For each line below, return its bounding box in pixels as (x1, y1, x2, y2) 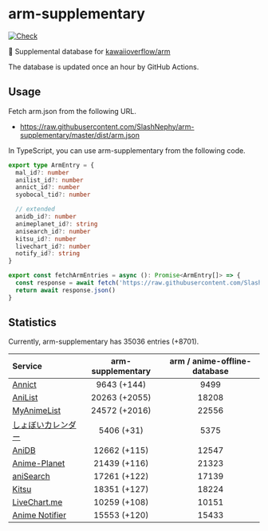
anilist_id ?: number (15, 176, 84, 184)
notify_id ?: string (15, 250, 81, 258)
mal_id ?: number (15, 168, 69, 176)
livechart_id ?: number (15, 242, 91, 250)
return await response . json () (15, 286, 116, 294)
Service (12, 360, 42, 372)
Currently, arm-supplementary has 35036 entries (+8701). (8, 336, 199, 347)
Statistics (8, 316, 57, 329)
